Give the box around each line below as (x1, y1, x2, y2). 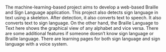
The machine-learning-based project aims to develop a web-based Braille (5, 4, 158, 10)
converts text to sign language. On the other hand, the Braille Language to (5, 20, 158, 26)
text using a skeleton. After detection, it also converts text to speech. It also (5, 15, 161, 20)
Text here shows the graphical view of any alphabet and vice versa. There (5, 25, 158, 31)
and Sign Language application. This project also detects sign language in (5, 9, 158, 15)
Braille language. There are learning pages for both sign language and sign (5, 36, 160, 42)
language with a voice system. (5, 41, 68, 47)
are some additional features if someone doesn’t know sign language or (5, 31, 154, 36)
